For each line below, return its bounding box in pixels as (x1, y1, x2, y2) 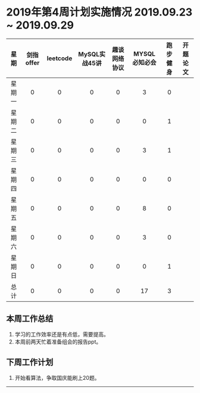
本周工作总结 (6, 314, 54, 324)
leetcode (46, 54, 73, 63)
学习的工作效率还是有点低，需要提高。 (14, 330, 109, 338)
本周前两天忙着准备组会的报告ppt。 (14, 338, 102, 345)
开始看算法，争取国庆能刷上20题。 (14, 374, 100, 381)
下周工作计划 (6, 357, 54, 367)
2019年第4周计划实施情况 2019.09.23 (6, 5, 193, 19)
